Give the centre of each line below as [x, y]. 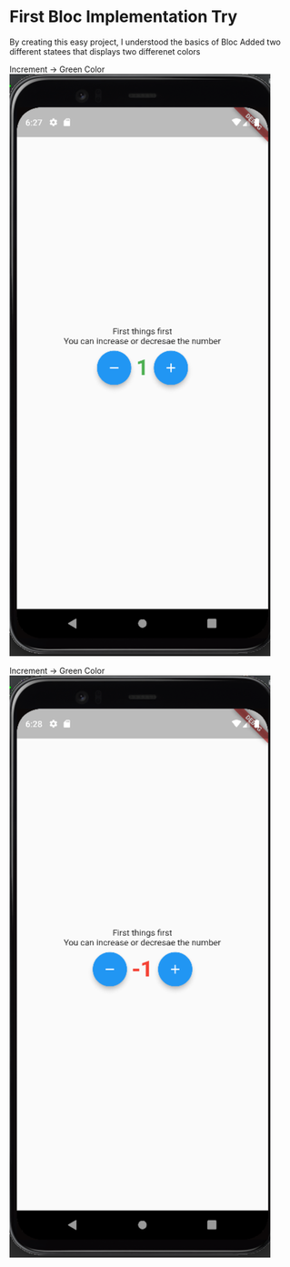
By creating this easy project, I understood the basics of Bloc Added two [145, 42]
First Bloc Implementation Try [124, 17]
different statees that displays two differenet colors [105, 51]
